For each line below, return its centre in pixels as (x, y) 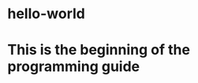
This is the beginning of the (99, 50)
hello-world (47, 14)
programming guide (73, 67)
